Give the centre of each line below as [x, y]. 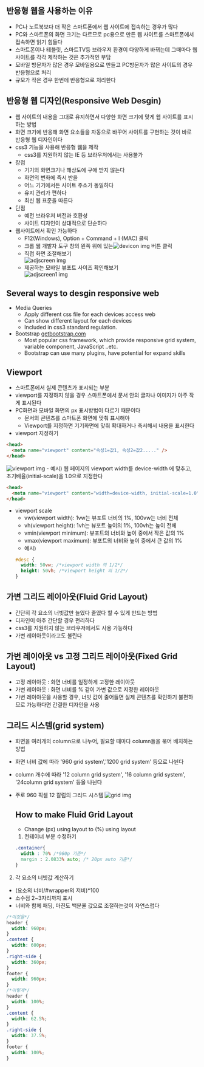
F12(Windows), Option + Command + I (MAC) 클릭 [86, 238]
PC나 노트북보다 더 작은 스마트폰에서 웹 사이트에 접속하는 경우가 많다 [96, 27]
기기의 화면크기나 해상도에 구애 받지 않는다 [75, 170]
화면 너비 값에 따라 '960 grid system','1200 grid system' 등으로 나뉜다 [99, 762]
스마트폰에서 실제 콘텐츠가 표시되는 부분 [62, 388]
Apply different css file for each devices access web [90, 314]
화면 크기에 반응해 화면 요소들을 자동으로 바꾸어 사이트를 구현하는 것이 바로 [104, 132]
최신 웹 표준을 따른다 [49, 200]
